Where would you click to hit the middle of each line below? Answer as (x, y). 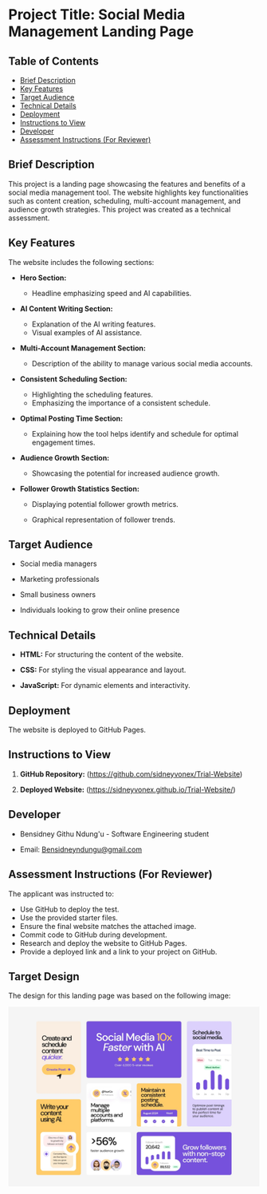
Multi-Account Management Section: (82, 348)
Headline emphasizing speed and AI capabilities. (112, 293)
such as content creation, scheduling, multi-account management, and (125, 200)
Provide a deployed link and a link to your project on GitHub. (118, 951)
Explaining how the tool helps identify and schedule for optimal (135, 433)
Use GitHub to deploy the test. (69, 909)
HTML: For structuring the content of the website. (102, 654)
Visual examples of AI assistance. (86, 332)
